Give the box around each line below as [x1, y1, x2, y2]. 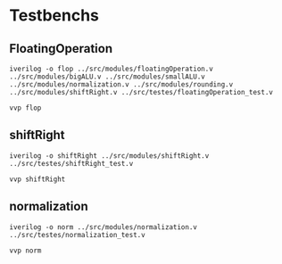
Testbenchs [9, 5, 100, 26]
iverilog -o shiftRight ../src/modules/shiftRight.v [9, 151, 210, 161]
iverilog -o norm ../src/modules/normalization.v [9, 222, 198, 232]
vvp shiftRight [9, 175, 66, 184]
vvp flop [9, 103, 42, 112]
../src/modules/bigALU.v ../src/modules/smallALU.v [9, 72, 205, 81]
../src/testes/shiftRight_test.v [9, 159, 134, 168]
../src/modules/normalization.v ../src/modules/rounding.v [9, 80, 234, 89]
